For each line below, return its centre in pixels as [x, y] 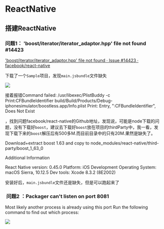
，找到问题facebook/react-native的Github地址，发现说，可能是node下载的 [80, 121]
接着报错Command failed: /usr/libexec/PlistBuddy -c [58, 95]
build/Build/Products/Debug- [83, 101]
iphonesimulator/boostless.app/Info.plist [46, 105]
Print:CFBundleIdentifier [29, 101]
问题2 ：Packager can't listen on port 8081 [58, 196]
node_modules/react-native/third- [125, 143]
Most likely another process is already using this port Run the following [77, 207]
